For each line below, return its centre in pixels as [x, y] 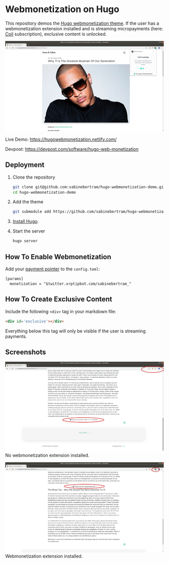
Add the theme [28, 202]
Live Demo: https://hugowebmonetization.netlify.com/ [61, 139]
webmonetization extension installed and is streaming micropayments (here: [84, 28]
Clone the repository [34, 177]
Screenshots [26, 352]
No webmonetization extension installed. [47, 456]
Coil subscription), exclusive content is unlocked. [56, 34]
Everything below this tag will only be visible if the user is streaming [75, 331]
